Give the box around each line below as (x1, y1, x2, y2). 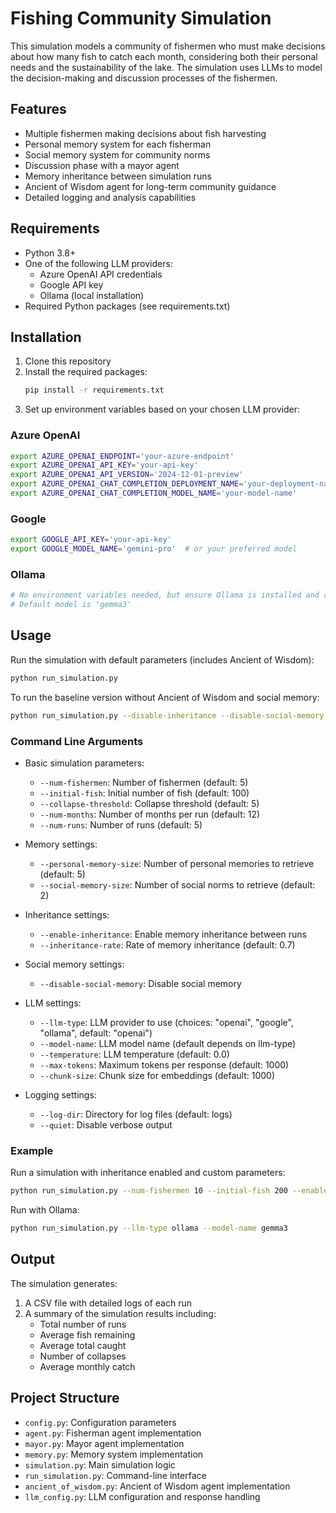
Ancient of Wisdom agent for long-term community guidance (24, 180, 277, 192)
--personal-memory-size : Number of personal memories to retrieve (39, 857, 315, 869)
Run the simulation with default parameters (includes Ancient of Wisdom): (10, 653, 315, 666)
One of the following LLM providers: (24, 257, 173, 269)
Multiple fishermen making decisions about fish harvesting (24, 127, 267, 139)
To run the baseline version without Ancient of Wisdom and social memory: (10, 691, 320, 703)
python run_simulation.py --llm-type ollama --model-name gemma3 (10, 1223, 288, 1234)
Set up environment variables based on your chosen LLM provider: (24, 403, 301, 416)
